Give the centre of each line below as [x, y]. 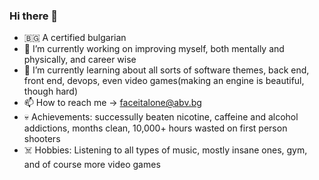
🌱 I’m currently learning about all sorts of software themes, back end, [166, 70]
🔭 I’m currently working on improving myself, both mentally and [154, 49]
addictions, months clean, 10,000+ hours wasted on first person [155, 128]
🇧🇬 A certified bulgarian [75, 38]
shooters [42, 139]
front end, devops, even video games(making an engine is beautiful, [164, 81]
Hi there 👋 [34, 16]
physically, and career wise [80, 60]
